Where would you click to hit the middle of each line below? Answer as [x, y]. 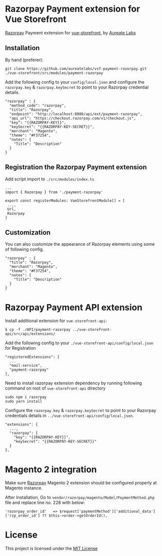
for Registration [21, 348]
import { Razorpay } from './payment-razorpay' [54, 192]
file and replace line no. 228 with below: [45, 502]
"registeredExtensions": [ [32, 357]
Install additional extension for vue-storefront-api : [56, 321]
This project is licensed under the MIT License [52, 549]
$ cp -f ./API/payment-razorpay [38, 330]
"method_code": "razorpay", [38, 106]
